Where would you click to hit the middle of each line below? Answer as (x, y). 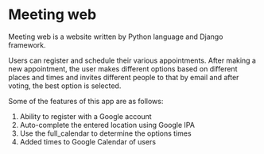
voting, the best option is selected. (65, 86)
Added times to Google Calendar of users (88, 141)
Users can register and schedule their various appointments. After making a (132, 60)
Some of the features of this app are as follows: (86, 101)
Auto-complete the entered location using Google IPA (107, 125)
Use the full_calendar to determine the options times (106, 133)
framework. (27, 44)
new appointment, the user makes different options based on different (123, 68)
